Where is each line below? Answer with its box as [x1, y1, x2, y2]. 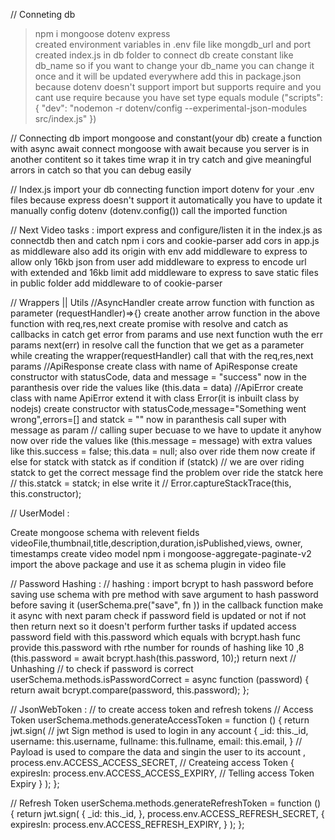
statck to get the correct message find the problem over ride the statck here [10, 467, 324, 478]
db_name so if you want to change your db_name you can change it [34, 60, 315, 71]
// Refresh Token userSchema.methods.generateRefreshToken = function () [10, 797, 322, 809]
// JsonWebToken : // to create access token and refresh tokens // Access [10, 704, 314, 715]
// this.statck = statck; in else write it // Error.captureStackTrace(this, [10, 477, 292, 489]
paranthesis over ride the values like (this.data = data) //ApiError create [10, 382, 304, 393]
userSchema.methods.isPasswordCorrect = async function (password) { [10, 674, 310, 685]
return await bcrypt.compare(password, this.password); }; [10, 684, 250, 696]
